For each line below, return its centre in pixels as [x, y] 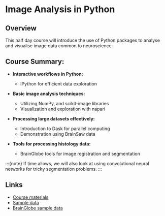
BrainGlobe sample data [38, 208]
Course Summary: [35, 62]
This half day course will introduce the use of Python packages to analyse [82, 40]
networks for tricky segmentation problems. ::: [54, 169]
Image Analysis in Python [60, 9]
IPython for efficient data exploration [59, 84]
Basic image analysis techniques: [49, 94]
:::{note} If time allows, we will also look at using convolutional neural [77, 163]
